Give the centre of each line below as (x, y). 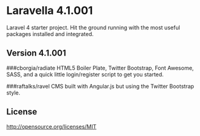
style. (13, 93)
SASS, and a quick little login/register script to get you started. (85, 74)
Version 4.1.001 (36, 53)
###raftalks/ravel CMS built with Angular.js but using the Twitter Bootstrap (100, 86)
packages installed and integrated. (50, 34)
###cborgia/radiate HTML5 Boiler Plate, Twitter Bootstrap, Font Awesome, (100, 68)
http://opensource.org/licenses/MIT (52, 126)
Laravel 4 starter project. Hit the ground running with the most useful (93, 27)
